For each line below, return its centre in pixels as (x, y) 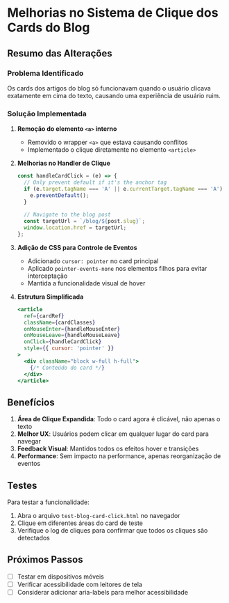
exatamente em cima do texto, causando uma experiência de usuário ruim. (114, 95)
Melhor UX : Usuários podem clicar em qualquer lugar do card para (113, 434)
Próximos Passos (45, 559)
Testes (22, 485)
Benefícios (31, 402)
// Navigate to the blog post (67, 215)
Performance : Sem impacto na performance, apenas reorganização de (119, 456)
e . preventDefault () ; (60, 195)
